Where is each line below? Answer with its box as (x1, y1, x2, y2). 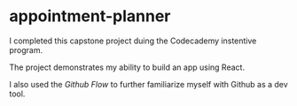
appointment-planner (9, 6, 171, 26)
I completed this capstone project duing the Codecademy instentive (9, 35, 257, 46)
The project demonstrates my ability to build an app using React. (9, 62, 246, 72)
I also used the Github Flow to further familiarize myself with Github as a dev (9, 79, 288, 89)
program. (9, 44, 43, 55)
